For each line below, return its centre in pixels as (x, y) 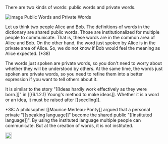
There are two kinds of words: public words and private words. (70, 7)
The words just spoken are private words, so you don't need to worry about (84, 63)
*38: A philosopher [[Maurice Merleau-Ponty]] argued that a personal (78, 110)
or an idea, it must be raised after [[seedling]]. (53, 100)
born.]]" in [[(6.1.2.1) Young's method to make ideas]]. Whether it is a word (82, 94)
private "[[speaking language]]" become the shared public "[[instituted (79, 115)
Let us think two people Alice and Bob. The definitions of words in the (78, 27)
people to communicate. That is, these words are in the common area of (80, 38)
